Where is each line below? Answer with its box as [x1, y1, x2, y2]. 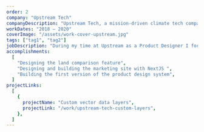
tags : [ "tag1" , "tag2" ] [6, 37, 67, 43]
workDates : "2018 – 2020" [6, 26, 72, 32]
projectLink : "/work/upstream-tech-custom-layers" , [22, 105, 156, 111]
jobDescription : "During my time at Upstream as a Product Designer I [6, 43, 189, 49]
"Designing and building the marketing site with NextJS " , [17, 65, 172, 72]
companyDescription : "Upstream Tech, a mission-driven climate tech [6, 20, 183, 26]
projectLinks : [6, 83, 42, 89]
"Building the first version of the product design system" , [17, 71, 175, 77]
